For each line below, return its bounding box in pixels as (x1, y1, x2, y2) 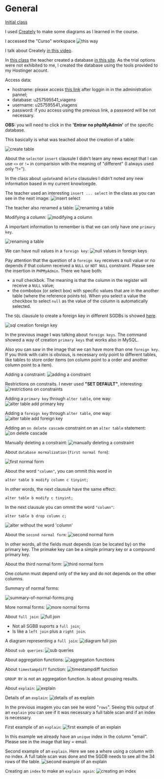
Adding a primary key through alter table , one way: (5, 395, 112, 401)
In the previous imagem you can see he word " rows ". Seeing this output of (5, 704, 154, 710)
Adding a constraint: (5, 371, 46, 377)
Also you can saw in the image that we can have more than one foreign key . (5, 346, 160, 352)
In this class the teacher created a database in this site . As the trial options (5, 57, 155, 63)
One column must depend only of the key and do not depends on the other (5, 571, 156, 576)
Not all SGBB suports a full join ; (12, 623, 81, 629)
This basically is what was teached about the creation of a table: (5, 137, 135, 142)
